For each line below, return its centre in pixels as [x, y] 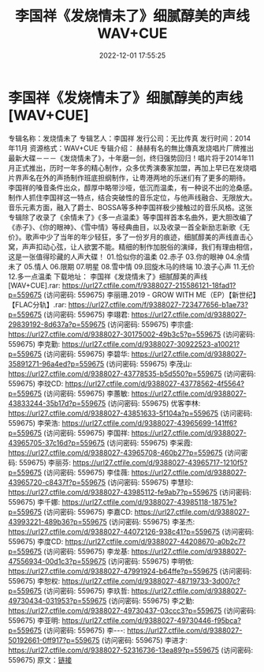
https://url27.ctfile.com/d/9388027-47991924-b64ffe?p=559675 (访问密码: [130, 571]
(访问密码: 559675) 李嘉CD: [88, 512]
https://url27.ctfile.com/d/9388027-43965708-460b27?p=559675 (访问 [125, 452]
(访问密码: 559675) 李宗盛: [151, 324]
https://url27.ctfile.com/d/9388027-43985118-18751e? [149, 501]
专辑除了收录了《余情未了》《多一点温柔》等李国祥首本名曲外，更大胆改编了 [131, 217]
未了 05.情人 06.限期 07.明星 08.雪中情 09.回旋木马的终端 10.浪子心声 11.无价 [132, 266]
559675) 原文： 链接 [40, 659]
